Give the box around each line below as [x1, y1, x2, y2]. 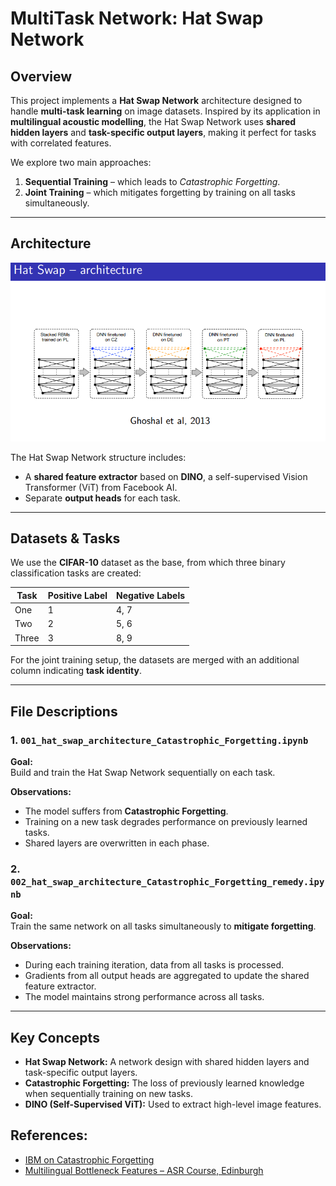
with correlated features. [10, 137, 112, 149]
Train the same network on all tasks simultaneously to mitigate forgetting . [10, 920, 317, 932]
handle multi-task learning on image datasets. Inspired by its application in [10, 105, 321, 117]
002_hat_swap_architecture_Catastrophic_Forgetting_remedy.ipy [10, 876, 325, 887]
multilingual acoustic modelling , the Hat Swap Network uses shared [10, 116, 297, 127]
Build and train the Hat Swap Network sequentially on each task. [10, 766, 276, 778]
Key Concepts [10, 1029, 100, 1046]
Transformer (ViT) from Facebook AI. [24, 481, 178, 493]
